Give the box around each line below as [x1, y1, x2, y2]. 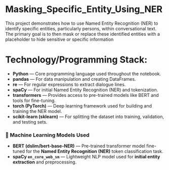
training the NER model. [12, 108, 62, 114]
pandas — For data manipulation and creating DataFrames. [12, 76, 136, 82]
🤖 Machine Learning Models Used [5, 131, 90, 138]
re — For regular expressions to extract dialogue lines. [12, 81, 126, 87]
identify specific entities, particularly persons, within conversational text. [5, 25, 157, 31]
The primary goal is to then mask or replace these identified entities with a [5, 31, 160, 37]
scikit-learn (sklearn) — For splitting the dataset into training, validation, [12, 114, 164, 120]
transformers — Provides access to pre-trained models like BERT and [12, 92, 159, 98]
